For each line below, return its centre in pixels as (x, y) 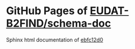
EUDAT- (109, 11)
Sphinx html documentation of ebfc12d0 (55, 40)
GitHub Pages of (47, 11)
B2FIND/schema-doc (59, 23)
